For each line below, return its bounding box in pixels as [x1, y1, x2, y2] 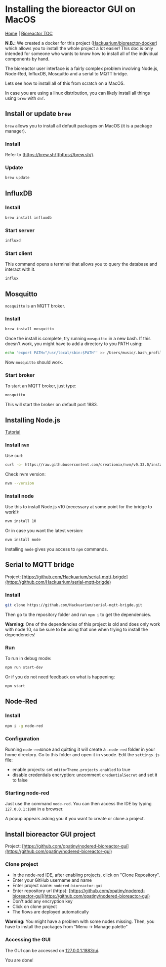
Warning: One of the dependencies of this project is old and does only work [5, 621, 161, 627]
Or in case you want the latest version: [5, 528, 83, 534]
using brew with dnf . [5, 95, 45, 101]
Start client [5, 249, 33, 256]
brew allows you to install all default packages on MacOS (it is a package [5, 122, 152, 128]
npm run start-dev [5, 665, 43, 670]
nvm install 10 [5, 519, 37, 524]
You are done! [5, 957, 34, 963]
